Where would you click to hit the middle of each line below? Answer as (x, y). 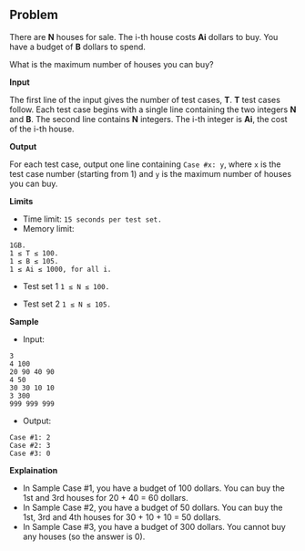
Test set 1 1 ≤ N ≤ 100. (66, 286)
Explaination (34, 470)
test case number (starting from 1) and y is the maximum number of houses (151, 173)
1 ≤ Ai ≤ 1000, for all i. (61, 269)
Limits (21, 201)
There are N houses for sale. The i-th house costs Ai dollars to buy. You (144, 36)
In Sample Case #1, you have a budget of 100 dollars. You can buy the (153, 488)
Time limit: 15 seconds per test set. (92, 219)
